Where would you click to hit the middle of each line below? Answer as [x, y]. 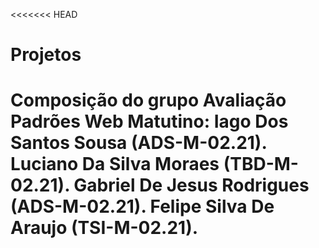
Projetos [46, 55]
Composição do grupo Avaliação [148, 100]
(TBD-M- [261, 164]
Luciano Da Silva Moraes [115, 164]
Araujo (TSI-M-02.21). [104, 228]
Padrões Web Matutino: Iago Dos [149, 121]
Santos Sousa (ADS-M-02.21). [138, 143]
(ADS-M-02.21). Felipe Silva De [142, 206]
